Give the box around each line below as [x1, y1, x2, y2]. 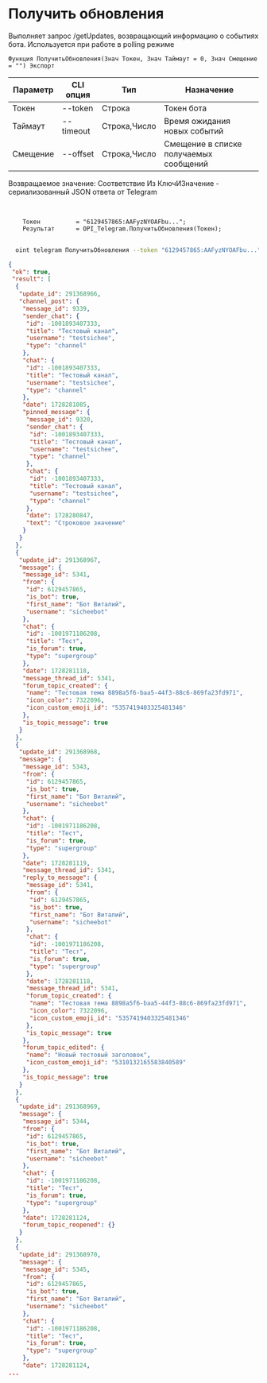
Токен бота [164, 103, 207, 114]
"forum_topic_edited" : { [22, 1044, 105, 1052]
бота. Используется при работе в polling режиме [8, 39, 175, 48]
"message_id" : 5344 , [22, 1118, 91, 1125]
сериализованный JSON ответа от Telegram [8, 187, 157, 196]
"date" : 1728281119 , [22, 859, 91, 867]
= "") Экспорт [8, 61, 56, 70]
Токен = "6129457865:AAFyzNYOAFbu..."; [22, 218, 187, 226]
